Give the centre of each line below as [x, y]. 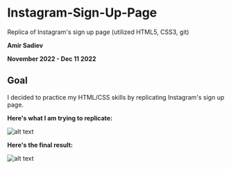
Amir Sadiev [25, 45]
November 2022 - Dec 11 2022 [52, 59]
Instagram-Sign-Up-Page [82, 13]
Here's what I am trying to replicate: [60, 118]
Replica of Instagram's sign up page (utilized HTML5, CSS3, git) [98, 32]
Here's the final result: [40, 145]
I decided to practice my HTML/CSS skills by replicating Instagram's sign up [116, 97]
